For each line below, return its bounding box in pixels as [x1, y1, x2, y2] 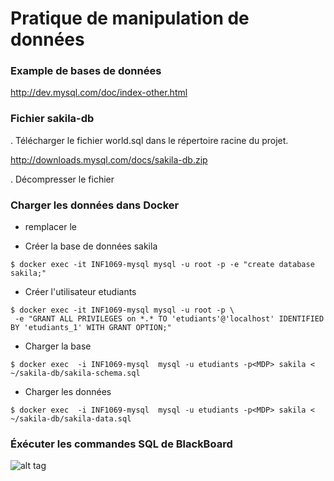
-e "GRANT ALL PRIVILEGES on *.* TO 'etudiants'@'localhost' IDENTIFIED [14, 314, 325, 324]
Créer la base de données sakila [24, 240, 158, 252]
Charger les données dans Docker [10, 198, 180, 212]
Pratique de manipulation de [10, 7, 250, 30]
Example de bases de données [10, 64, 162, 78]
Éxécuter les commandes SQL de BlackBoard [10, 437, 233, 451]
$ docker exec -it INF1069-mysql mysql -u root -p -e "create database [10, 260, 315, 270]
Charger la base [24, 340, 92, 352]
